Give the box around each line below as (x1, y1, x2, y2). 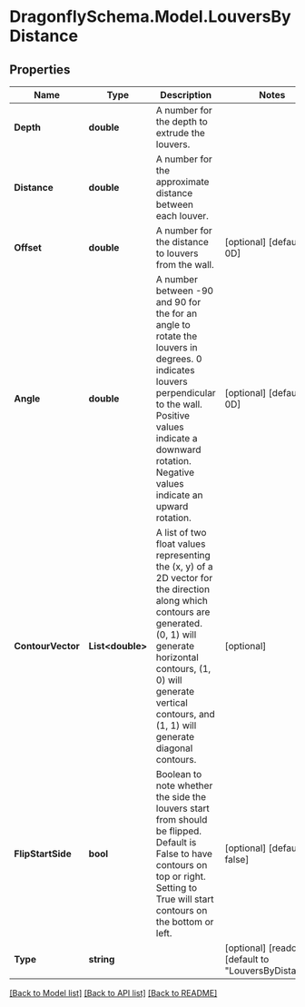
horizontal (155, 651, 200, 664)
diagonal (155, 742, 193, 755)
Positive (155, 410, 191, 421)
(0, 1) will (155, 628, 197, 641)
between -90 (155, 284, 214, 297)
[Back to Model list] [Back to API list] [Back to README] (9, 988, 218, 998)
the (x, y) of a (155, 560, 213, 573)
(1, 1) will (155, 719, 197, 732)
